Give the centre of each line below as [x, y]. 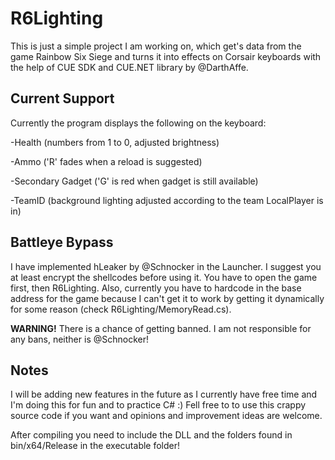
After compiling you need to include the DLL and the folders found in [151, 435]
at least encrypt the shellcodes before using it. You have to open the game [164, 277]
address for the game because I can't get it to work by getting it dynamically [167, 298]
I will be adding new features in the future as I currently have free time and [164, 394]
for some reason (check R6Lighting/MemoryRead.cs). [121, 309]
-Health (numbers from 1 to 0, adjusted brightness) [115, 142]
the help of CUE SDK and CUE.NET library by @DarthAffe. [129, 67]
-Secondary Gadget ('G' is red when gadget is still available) [134, 181]
